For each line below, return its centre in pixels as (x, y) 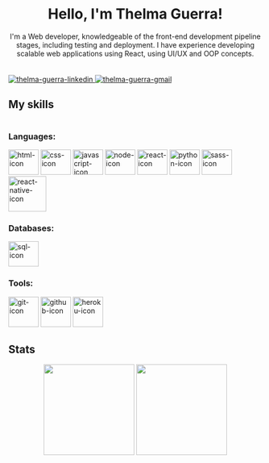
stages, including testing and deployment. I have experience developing (135, 44)
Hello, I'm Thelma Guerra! (135, 14)
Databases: (31, 228)
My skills (31, 104)
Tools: (21, 283)
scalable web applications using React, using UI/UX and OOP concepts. (135, 53)
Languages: (32, 136)
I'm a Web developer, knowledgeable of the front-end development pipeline (135, 36)
